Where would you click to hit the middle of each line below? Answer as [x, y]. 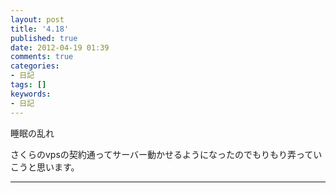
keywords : [31, 94]
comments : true [42, 57]
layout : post [37, 19]
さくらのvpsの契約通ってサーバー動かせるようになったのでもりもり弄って [162, 154]
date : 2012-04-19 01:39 [60, 47]
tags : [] [28, 85]
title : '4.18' [40, 29]
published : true [44, 38]
